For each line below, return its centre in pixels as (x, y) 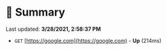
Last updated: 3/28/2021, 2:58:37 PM (53, 29)
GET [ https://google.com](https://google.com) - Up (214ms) (88, 40)
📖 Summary (35, 12)
